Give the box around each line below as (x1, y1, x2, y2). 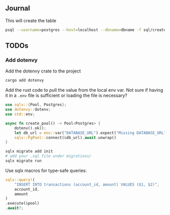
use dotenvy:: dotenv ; (5, 107, 51, 112)
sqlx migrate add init (5, 149, 53, 154)
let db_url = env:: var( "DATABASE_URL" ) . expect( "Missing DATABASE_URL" (14, 130, 166, 135)
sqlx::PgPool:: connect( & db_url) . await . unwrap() (14, 135, 116, 140)
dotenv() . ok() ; (14, 125, 47, 131)
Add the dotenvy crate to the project (5, 68, 81, 74)
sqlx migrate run (5, 158, 42, 163)
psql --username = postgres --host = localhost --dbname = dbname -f (5, 27, 142, 32)
